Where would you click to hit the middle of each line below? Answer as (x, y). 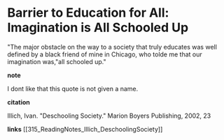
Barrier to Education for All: (88, 13)
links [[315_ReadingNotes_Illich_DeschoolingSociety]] (85, 129)
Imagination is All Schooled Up (98, 28)
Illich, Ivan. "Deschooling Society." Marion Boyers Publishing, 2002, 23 (109, 116)
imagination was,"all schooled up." (57, 61)
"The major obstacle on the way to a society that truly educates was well (112, 47)
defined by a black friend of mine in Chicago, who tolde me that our (105, 54)
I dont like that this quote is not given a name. (73, 88)
